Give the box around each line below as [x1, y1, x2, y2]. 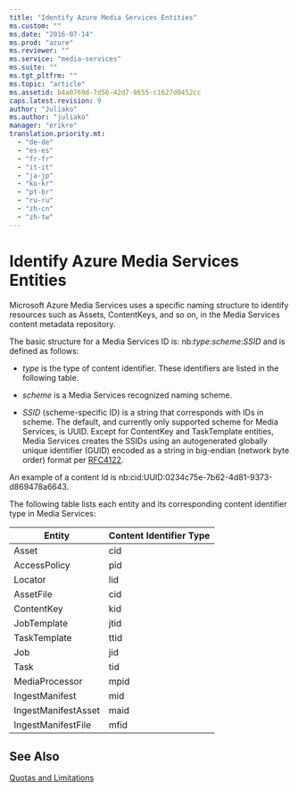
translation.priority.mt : [9, 130, 105, 139]
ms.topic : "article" [9, 80, 87, 88]
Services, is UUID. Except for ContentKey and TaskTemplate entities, [21, 425, 274, 436]
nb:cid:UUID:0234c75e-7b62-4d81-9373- [118, 471, 273, 483]
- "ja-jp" [17, 171, 54, 180]
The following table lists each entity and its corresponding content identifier [9, 498, 287, 509]
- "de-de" [17, 138, 54, 147]
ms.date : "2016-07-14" [9, 29, 94, 38]
